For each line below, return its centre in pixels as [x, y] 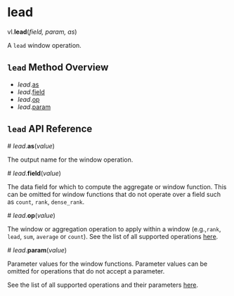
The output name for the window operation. [70, 160]
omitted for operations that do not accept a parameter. [86, 271]
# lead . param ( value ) [37, 250]
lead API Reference [50, 129]
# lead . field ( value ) [34, 173]
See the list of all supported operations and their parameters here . [103, 285]
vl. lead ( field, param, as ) [42, 32]
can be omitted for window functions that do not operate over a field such [114, 194]
